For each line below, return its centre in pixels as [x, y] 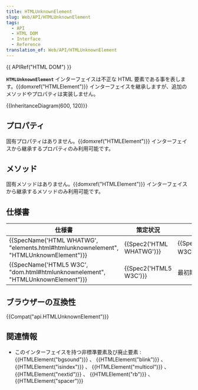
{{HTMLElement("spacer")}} [49, 381]
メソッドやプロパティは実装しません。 [52, 94]
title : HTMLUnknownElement [39, 12]
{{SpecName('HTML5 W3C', [49, 265]
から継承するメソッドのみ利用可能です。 [55, 191]
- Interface [26, 39]
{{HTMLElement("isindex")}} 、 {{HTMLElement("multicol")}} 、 [92, 366]
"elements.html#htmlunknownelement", [64, 248]
